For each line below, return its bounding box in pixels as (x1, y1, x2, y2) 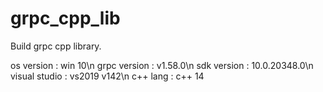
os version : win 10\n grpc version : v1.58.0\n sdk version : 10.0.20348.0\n (10, 59, 314, 71)
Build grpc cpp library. (10, 40, 102, 52)
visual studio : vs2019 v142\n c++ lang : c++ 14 (10, 70, 205, 82)
